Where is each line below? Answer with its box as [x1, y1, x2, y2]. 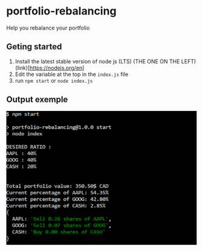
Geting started [6, 42, 62, 52]
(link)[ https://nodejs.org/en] [14, 64, 85, 71]
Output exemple [6, 95, 68, 105]
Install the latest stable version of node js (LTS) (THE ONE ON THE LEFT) [14, 57, 196, 65]
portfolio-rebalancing [6, 4, 117, 18]
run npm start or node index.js [14, 77, 93, 84]
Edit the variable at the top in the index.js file [14, 71, 129, 78]
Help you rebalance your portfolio [6, 24, 90, 31]
